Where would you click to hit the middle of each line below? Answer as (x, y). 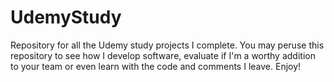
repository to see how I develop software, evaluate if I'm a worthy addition (163, 55)
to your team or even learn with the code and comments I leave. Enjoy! (156, 66)
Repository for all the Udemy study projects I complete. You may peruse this (167, 45)
